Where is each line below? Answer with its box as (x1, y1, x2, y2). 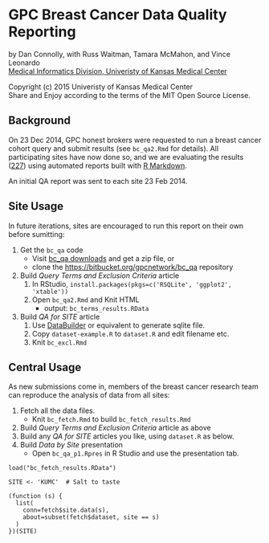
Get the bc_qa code (19, 245, 84, 255)
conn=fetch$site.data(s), (22, 506, 110, 515)
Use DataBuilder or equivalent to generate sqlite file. (31, 320, 206, 330)
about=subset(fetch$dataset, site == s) (22, 513, 160, 521)
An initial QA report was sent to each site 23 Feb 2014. (8, 176, 188, 186)
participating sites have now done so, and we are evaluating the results (8, 152, 244, 161)
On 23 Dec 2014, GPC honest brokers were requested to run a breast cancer (8, 135, 262, 145)
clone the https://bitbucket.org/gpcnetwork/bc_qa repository (31, 262, 234, 271)
